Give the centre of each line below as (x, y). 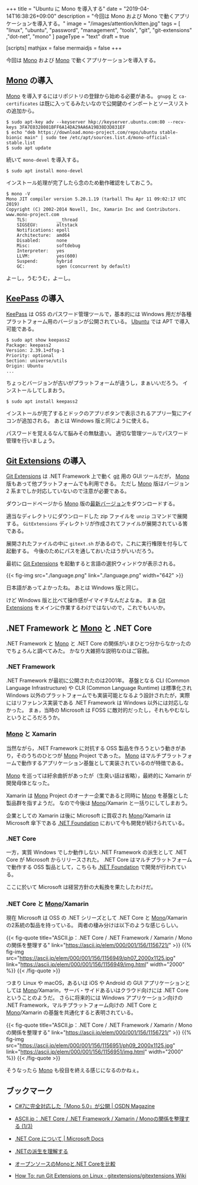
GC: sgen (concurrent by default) (74, 266)
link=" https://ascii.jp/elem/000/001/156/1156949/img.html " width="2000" (95, 965)
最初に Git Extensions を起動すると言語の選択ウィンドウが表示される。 (92, 564)
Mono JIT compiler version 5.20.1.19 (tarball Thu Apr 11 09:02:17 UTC (96, 199)
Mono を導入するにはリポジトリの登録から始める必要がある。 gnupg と (92, 96)
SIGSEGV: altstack (47, 225)
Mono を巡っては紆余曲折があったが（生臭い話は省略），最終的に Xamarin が (99, 775)
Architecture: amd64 (43, 235)
